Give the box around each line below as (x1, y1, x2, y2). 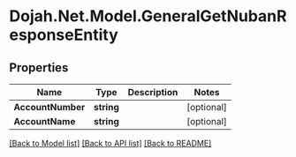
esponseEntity (9, 25, 118, 45)
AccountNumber (13, 101, 86, 113)
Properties (9, 60, 69, 75)
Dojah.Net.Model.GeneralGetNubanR (9, 6, 287, 26)
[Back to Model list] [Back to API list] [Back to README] (9, 138, 212, 148)
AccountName (13, 116, 76, 127)
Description (127, 86, 178, 98)
